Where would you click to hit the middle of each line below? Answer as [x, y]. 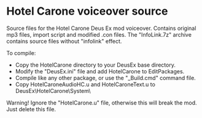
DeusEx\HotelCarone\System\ [53, 90]
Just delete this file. [31, 109]
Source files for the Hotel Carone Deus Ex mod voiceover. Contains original [101, 28]
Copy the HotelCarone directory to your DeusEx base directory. [95, 65]
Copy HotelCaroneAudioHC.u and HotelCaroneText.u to [85, 84]
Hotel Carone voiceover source [87, 11]
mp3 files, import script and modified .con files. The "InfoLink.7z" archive [99, 34]
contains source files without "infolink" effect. [64, 41]
